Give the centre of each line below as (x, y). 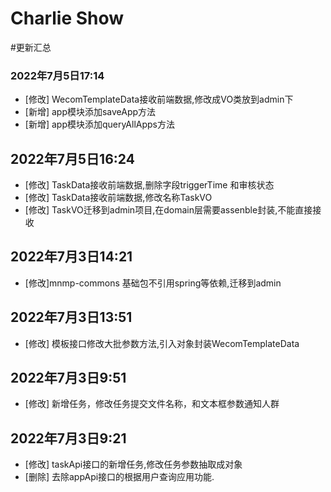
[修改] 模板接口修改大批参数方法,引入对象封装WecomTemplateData (162, 343)
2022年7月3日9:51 (68, 378)
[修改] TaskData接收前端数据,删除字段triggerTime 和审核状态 (149, 185)
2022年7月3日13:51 (71, 317)
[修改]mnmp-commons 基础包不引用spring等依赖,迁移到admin (153, 283)
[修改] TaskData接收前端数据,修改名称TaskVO (118, 198)
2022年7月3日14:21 (71, 257)
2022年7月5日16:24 (72, 158)
